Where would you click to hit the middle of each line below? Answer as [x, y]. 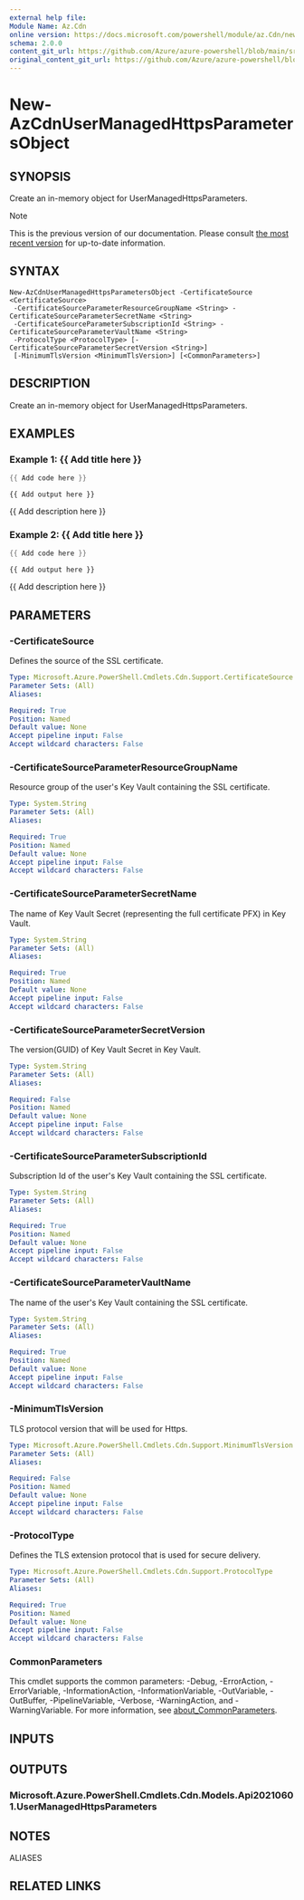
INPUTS [32, 1738]
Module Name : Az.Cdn [48, 26]
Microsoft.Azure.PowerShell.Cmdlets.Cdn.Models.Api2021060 [152, 1796]
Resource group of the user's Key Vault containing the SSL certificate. [140, 787]
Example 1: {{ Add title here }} [76, 459]
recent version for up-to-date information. [87, 243]
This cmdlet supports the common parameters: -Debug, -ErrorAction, [139, 1682]
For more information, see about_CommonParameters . [176, 1710]
